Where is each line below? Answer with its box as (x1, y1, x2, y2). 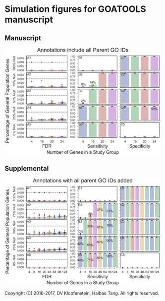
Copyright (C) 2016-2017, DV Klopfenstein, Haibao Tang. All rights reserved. (4, 290, 159, 296)
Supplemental (4, 164, 49, 173)
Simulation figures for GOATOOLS (4, 3, 147, 15)
